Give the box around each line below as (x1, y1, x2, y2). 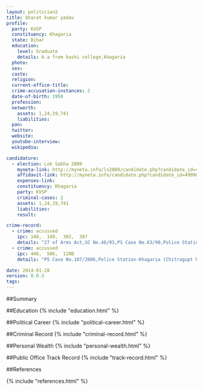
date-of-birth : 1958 (11, 93, 63, 99)
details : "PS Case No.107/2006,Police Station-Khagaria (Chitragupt (17, 256, 193, 263)
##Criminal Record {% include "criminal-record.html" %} (6, 331, 148, 337)
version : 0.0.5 (6, 273, 45, 279)
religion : (11, 76, 36, 82)
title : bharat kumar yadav (6, 15, 74, 21)
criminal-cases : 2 (17, 195, 63, 201)
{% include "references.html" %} (6, 377, 89, 385)
